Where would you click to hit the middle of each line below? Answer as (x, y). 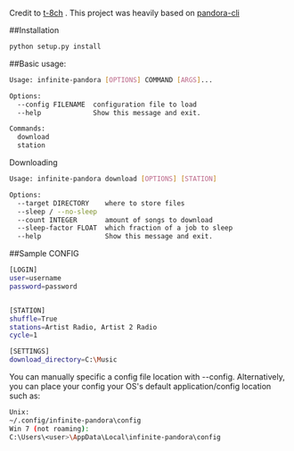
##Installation (34, 30)
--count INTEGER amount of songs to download (115, 220)
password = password (43, 286)
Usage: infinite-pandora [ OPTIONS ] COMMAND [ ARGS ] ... (111, 79)
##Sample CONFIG (44, 254)
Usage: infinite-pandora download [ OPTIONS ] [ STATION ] (113, 179)
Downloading (33, 163)
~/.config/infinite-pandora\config (75, 420)
